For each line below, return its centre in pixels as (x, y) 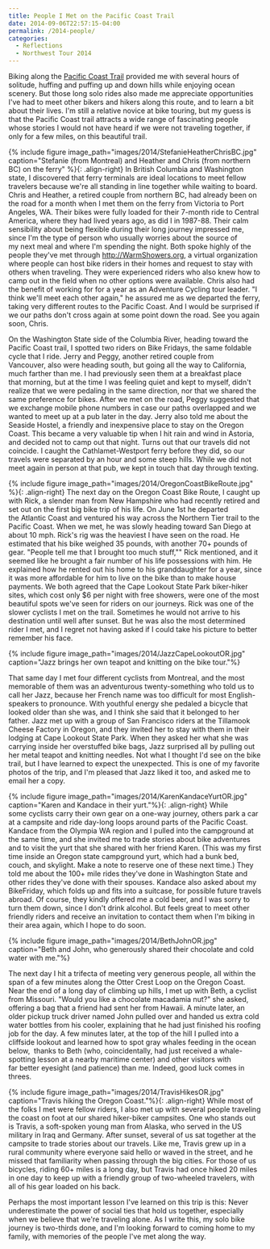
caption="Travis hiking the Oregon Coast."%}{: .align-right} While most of (131, 1100)
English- (242, 695)
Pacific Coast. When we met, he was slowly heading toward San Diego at (130, 526)
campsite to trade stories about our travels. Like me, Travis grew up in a (127, 1144)
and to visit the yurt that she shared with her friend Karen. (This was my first (135, 848)
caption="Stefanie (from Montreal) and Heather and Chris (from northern (130, 161)
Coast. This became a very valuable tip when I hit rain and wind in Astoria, (131, 434)
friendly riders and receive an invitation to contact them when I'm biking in (132, 916)
